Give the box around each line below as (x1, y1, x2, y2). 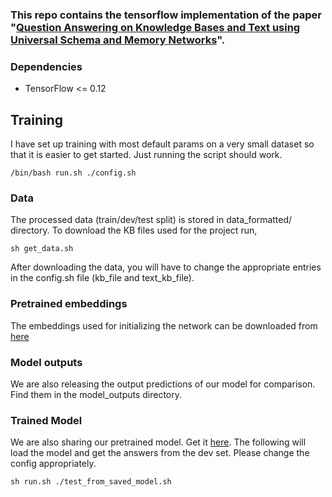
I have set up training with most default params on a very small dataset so (10, 138, 315, 150)
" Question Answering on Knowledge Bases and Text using (10, 20, 301, 34)
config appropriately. (10, 458, 97, 470)
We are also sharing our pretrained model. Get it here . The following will (10, 436, 307, 448)
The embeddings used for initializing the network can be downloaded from (10, 319, 318, 332)
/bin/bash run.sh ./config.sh (10, 168, 137, 178)
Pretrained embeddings (10, 297, 128, 311)
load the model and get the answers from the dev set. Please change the (10, 447, 310, 459)
